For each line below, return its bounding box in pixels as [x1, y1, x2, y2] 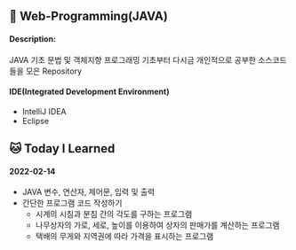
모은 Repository [25, 66, 83, 76]
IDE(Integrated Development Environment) [9, 86, 170, 98]
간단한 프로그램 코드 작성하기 [21, 198, 123, 208]
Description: [9, 33, 56, 44]
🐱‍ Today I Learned [9, 141, 116, 156]
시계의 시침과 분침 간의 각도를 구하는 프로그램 [35, 209, 193, 220]
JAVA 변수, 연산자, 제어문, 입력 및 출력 [21, 187, 156, 198]
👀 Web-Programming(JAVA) [9, 9, 169, 24]
